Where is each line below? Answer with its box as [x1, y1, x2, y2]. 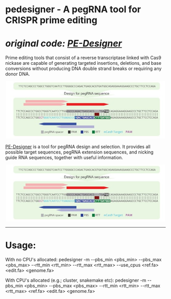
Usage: [5, 240, 37, 251]
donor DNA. [5, 71, 31, 77]
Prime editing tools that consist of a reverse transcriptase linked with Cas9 [5, 55, 161, 61]
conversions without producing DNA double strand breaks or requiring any [5, 65, 162, 72]
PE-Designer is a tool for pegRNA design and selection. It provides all [5, 143, 151, 149]
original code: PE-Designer [5, 38, 122, 49]
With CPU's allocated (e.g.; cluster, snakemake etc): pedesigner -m [5, 277, 147, 284]
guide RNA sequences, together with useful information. [5, 154, 123, 160]
